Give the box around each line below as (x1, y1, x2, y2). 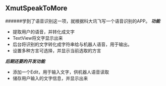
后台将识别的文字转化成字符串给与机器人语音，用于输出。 (12, 41, 132, 47)
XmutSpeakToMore (5, 4, 68, 13)
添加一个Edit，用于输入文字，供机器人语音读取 (12, 69, 109, 75)
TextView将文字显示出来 (12, 35, 63, 41)
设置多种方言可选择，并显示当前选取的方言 (12, 47, 101, 53)
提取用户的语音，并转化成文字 (12, 29, 75, 35)
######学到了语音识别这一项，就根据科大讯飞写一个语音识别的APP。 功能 (5, 18, 160, 24)
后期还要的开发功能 (5, 58, 45, 64)
